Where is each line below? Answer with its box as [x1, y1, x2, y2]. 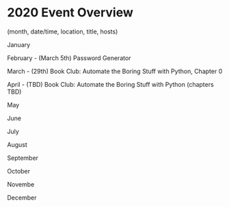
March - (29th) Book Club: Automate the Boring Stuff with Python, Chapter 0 [7, 67, 223, 75]
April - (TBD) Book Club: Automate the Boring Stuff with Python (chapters [7, 80, 214, 88]
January [7, 40, 31, 49]
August [7, 140, 27, 148]
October [7, 167, 31, 175]
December [7, 193, 37, 202]
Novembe [7, 180, 35, 189]
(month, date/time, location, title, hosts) [7, 27, 118, 36]
